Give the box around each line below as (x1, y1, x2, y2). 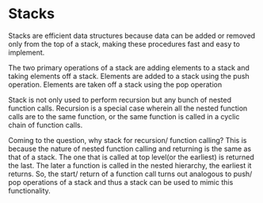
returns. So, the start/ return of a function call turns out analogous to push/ (8, 169, 253, 179)
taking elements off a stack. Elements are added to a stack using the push (8, 71, 250, 81)
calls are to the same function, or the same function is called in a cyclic (8, 111, 240, 121)
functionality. (8, 186, 51, 195)
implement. (8, 47, 45, 57)
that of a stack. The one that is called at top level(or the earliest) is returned (8, 152, 255, 162)
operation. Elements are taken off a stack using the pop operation (8, 80, 223, 89)
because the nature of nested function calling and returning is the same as (8, 144, 252, 153)
